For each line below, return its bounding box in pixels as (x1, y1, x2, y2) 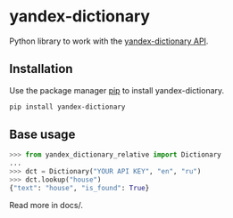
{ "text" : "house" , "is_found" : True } (9, 183, 150, 192)
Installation (9, 61, 73, 77)
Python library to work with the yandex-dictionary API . (9, 36, 209, 46)
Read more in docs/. (9, 199, 83, 210)
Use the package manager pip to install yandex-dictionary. (9, 85, 225, 95)
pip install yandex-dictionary (9, 102, 126, 111)
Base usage (9, 127, 76, 142)
